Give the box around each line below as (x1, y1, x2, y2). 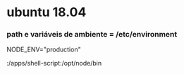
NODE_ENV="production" (6, 45, 82, 54)
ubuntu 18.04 (6, 4, 87, 20)
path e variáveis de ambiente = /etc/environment (6, 30, 178, 39)
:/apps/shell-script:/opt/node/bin (6, 59, 102, 68)
